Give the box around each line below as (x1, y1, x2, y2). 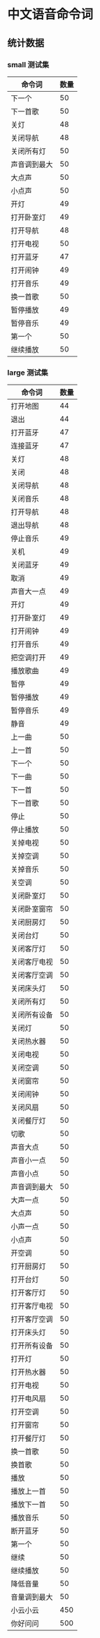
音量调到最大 (10, 1592, 54, 1602)
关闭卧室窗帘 (10, 904, 54, 914)
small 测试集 (7, 59, 50, 69)
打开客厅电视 (10, 1301, 54, 1311)
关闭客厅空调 (10, 970, 54, 980)
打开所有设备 (10, 1341, 54, 1351)
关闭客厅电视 (10, 957, 54, 967)
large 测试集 (7, 368, 49, 378)
